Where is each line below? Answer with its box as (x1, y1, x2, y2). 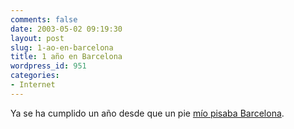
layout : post (10, 33, 65, 43)
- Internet (10, 80, 56, 90)
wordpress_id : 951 (10, 61, 87, 71)
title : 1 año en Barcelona (10, 52, 123, 62)
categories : (10, 71, 60, 81)
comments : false (10, 14, 78, 25)
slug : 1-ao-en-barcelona (10, 42, 114, 53)
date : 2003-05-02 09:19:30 (10, 24, 123, 34)
